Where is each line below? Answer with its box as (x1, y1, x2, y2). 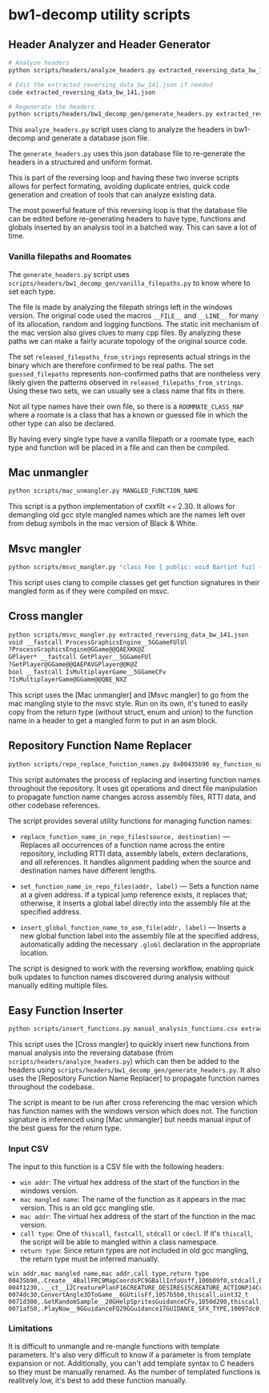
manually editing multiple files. (8, 980, 109, 990)
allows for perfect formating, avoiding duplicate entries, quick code (8, 181, 231, 191)
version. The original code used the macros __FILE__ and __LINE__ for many (8, 311, 259, 320)
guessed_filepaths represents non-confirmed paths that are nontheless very (8, 369, 261, 378)
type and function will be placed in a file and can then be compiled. (8, 442, 231, 452)
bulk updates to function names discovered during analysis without (8, 971, 230, 981)
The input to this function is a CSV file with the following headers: (8, 1162, 224, 1171)
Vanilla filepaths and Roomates (8, 251, 132, 263)
